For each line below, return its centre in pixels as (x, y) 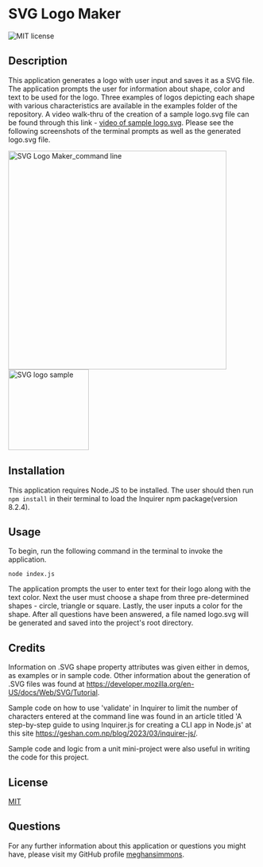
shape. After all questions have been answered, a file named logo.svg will (128, 614)
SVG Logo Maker (65, 14)
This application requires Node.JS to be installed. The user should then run (131, 490)
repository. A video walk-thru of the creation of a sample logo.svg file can (129, 114)
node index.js (32, 575)
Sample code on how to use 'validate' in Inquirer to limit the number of (123, 708)
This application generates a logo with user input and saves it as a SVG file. (131, 80)
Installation (37, 471)
